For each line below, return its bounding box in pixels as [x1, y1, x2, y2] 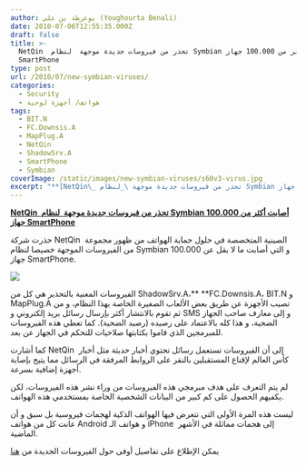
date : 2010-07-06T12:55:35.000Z [10, 22, 133, 31]
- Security [18, 89, 60, 98]
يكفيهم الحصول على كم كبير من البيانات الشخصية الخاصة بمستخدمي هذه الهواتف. [10, 392, 284, 402]
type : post [10, 64, 52, 74]
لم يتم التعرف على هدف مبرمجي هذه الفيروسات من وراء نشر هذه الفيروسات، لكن [10, 382, 289, 392]
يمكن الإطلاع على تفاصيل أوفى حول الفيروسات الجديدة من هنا [10, 446, 220, 457]
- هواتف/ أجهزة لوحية [18, 97, 101, 107]
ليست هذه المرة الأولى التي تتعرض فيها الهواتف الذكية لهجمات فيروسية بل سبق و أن [10, 409, 294, 420]
